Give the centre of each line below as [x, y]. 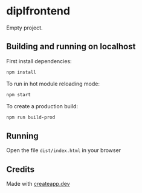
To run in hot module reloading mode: [53, 84]
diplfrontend [38, 11]
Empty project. [25, 28]
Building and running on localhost [71, 47]
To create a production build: [42, 106]
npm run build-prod [31, 117]
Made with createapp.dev [38, 184]
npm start [19, 94]
